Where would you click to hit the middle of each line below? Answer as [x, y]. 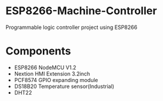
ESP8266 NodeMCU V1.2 [45, 67]
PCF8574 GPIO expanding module [56, 80]
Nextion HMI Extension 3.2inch [52, 74]
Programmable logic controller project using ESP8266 [71, 27]
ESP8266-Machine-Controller [81, 11]
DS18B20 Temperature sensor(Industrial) [64, 86]
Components [38, 51]
